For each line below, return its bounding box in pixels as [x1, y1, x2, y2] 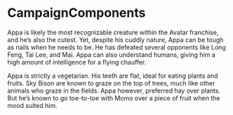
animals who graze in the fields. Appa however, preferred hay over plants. [7, 86, 221, 95]
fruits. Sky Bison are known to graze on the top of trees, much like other [7, 79, 215, 87]
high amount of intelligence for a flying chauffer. [7, 57, 147, 66]
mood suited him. [7, 101, 58, 109]
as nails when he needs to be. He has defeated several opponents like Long [7, 43, 226, 51]
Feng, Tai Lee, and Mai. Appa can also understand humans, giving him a [7, 50, 215, 59]
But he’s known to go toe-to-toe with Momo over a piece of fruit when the [7, 93, 220, 102]
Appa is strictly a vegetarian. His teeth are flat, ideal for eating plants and [7, 72, 218, 80]
